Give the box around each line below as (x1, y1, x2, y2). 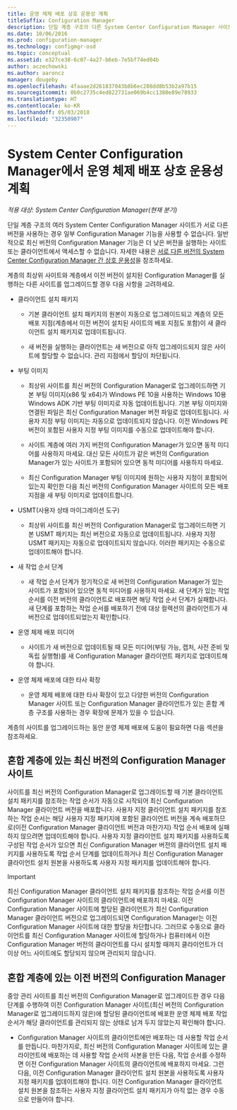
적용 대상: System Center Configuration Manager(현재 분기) (7, 206, 178, 214)
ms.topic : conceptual (7, 50, 71, 57)
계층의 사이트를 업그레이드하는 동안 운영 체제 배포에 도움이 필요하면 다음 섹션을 (7, 723, 224, 731)
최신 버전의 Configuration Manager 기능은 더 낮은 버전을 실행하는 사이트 (25, 238, 227, 247)
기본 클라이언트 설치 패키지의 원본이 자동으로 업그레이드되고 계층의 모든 (28, 309, 224, 318)
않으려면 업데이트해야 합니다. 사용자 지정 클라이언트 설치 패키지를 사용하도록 (20, 832, 230, 841)
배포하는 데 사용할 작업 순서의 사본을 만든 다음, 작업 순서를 (48, 1051, 208, 1060)
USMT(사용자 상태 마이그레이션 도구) (17, 506, 120, 514)
